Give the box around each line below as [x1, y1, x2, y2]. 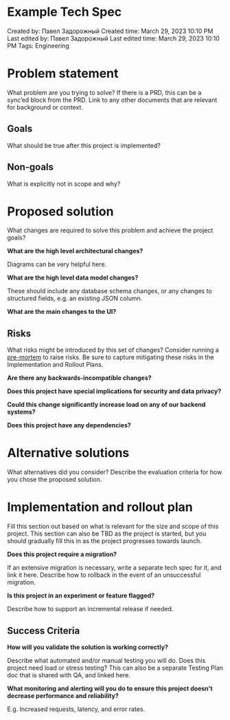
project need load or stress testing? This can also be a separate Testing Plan [7, 664, 224, 672]
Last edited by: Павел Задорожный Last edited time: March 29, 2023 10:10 [7, 34, 220, 42]
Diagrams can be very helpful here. [7, 260, 107, 268]
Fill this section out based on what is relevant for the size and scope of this [7, 522, 219, 531]
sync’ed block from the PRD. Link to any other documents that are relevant [7, 96, 218, 104]
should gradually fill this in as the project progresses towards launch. [7, 537, 203, 545]
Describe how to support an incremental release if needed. [7, 605, 174, 613]
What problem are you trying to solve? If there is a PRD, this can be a [7, 88, 202, 96]
